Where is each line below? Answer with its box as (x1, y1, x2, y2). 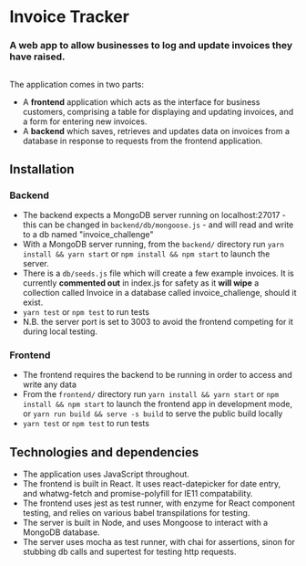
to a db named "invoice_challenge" (22, 229, 154, 240)
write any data (22, 379, 77, 390)
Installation (9, 162, 75, 177)
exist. (22, 297, 44, 308)
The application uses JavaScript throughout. (22, 468, 189, 480)
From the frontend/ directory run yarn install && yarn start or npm (22, 389, 280, 400)
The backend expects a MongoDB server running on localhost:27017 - (22, 210, 287, 221)
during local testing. (22, 326, 98, 337)
